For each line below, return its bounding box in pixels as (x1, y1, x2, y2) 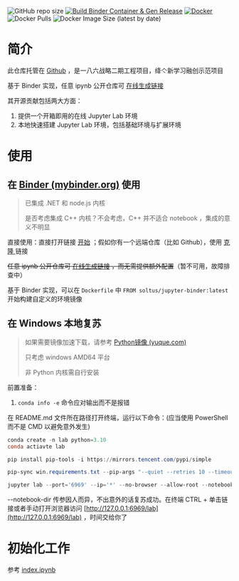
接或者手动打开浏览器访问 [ (7, 504, 87, 513)
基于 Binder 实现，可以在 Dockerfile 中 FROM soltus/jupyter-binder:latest (7, 285, 229, 294)
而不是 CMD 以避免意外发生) (7, 422, 90, 430)
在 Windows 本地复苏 (7, 317, 102, 330)
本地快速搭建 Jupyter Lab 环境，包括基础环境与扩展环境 (17, 120, 181, 129)
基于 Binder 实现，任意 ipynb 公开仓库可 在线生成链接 (7, 81, 164, 90)
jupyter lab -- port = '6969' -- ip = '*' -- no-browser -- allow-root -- (7, 481, 208, 489)
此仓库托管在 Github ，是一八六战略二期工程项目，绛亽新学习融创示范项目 (7, 66, 224, 75)
